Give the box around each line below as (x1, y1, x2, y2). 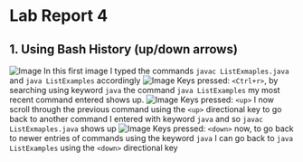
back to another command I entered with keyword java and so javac (9, 114, 264, 124)
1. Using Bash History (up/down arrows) (9, 42, 238, 57)
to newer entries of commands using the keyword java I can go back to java (9, 133, 294, 143)
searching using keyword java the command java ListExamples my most (9, 85, 280, 95)
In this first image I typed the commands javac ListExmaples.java (43, 65, 289, 76)
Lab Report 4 (9, 5, 109, 26)
